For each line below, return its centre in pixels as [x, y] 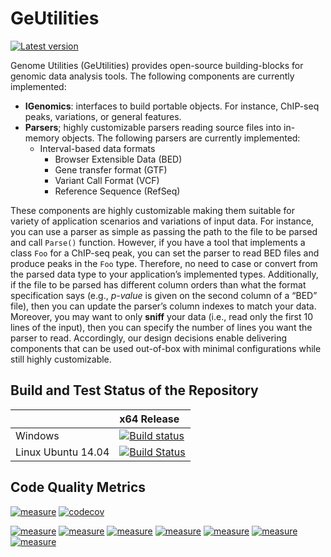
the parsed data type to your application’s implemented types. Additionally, [164, 274]
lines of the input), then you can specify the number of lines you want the [161, 327]
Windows [37, 435]
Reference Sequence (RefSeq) [117, 191]
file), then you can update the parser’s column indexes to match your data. [163, 306]
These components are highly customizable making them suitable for [152, 210]
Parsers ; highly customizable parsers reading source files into [153, 127]
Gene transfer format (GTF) [111, 169]
